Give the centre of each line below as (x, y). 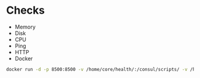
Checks (26, 10)
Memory (25, 27)
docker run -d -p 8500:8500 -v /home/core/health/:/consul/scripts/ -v (97, 69)
